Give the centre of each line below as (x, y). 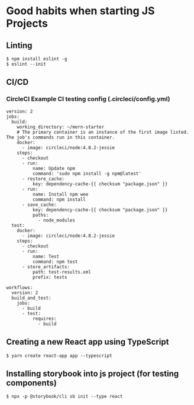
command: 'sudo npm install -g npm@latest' (87, 173)
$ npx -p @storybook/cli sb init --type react (64, 397)
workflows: (20, 287)
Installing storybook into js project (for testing (93, 373)
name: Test (46, 256)
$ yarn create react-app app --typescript (59, 356)
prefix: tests (50, 277)
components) (32, 383)
